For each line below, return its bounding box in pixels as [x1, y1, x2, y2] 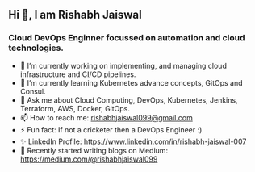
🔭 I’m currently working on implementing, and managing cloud [19, 61, 228, 70]
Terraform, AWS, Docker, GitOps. [19, 103, 131, 113]
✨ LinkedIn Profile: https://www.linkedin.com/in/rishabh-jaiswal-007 [19, 136, 247, 146]
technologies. [8, 42, 65, 53]
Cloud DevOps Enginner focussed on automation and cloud [8, 32, 245, 44]
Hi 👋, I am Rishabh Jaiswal [8, 8, 143, 22]
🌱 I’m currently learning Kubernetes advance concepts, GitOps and [19, 78, 244, 87]
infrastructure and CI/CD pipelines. [19, 69, 136, 79]
